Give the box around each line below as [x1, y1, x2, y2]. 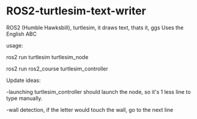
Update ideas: [6, 77, 41, 84]
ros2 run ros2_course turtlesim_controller [6, 65, 109, 72]
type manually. [6, 94, 43, 102]
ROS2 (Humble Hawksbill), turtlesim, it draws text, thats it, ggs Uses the [6, 24, 184, 31]
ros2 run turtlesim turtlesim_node [6, 53, 89, 60]
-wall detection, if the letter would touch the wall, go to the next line [6, 106, 174, 113]
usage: [6, 42, 23, 49]
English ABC [6, 30, 37, 37]
